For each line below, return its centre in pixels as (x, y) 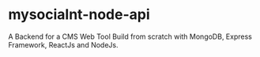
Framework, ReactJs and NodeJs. (63, 44)
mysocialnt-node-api (79, 15)
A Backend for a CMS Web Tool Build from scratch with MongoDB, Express (130, 36)
